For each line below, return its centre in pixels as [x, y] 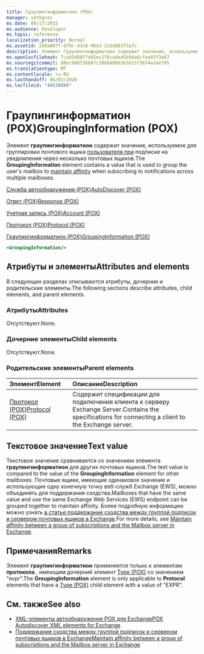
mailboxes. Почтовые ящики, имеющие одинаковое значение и [88, 480]
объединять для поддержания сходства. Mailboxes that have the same [96, 493]
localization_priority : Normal [46, 40]
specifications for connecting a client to [129, 417]
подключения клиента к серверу [121, 402]
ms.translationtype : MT [36, 68]
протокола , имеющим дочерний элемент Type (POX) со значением [95, 572]
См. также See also [43, 604]
